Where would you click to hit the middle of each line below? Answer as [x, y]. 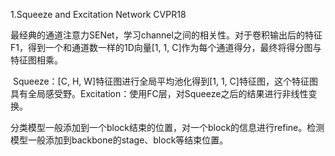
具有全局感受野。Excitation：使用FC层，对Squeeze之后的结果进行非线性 [159, 93]
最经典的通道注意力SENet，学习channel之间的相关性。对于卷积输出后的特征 [166, 35]
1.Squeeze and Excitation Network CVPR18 [98, 14]
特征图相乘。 [36, 60]
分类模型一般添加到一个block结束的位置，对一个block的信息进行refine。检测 [167, 127]
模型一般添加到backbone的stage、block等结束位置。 [119, 140]
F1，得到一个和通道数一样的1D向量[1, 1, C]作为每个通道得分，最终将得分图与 [166, 47]
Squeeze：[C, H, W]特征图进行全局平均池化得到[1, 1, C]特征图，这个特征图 [165, 81]
